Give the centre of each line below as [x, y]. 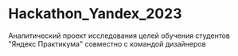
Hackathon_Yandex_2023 [95, 14]
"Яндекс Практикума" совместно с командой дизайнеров [107, 43]
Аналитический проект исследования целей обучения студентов [119, 35]
